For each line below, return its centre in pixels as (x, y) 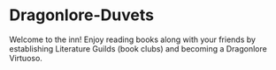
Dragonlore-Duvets (82, 15)
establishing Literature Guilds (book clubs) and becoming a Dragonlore (138, 48)
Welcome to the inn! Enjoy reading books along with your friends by (133, 39)
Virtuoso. (26, 58)
